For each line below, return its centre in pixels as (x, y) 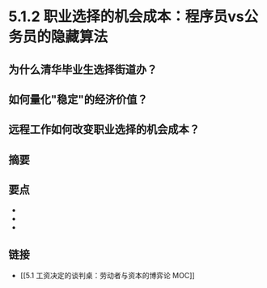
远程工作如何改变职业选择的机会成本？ (104, 129)
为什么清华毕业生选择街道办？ (83, 69)
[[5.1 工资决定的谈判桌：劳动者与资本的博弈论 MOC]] (108, 276)
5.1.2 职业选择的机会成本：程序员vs (126, 17)
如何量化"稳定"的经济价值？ (78, 99)
